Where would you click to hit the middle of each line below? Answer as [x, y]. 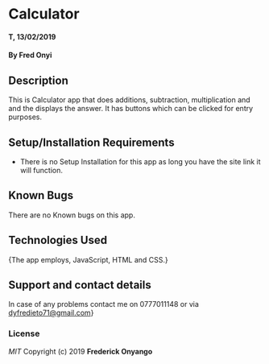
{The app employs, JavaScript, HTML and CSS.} [89, 259]
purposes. [25, 117]
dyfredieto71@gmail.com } [51, 313]
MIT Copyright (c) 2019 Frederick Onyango [81, 351]
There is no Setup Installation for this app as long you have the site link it [140, 161]
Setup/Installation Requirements [91, 142]
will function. [41, 170]
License [24, 333]
